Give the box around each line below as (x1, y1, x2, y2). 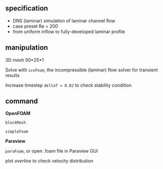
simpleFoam (5, 129, 29, 134)
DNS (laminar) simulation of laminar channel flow (12, 17, 116, 23)
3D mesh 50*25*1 (5, 57, 44, 63)
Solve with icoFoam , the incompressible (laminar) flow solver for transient (5, 66, 158, 73)
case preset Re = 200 (12, 23, 59, 29)
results (5, 72, 20, 78)
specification (5, 4, 48, 13)
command (5, 97, 38, 106)
